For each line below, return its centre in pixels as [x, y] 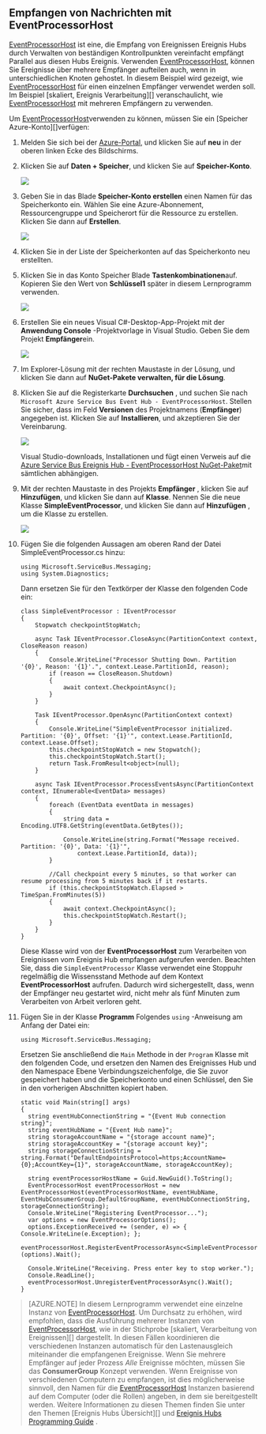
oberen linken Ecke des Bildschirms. [79, 150]
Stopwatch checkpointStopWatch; [88, 625]
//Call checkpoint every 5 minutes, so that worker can [143, 874]
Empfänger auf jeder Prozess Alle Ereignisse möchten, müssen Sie [137, 1362]
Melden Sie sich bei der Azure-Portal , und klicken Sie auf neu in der [131, 142]
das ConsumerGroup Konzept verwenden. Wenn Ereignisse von [133, 1371]
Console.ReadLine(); [62, 1275]
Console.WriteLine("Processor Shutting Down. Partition [143, 659]
